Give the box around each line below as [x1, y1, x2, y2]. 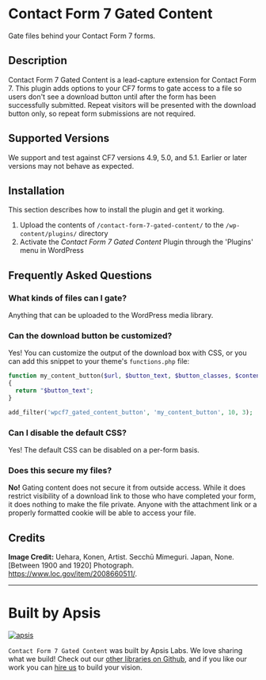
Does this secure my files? [8, 464, 112, 476]
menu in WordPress [19, 246, 85, 255]
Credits [8, 531, 46, 544]
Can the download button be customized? [8, 330, 173, 341]
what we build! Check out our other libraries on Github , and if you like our [8, 655, 248, 664]
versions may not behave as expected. [8, 161, 135, 170]
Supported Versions [8, 132, 109, 145]
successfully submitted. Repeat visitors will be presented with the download [8, 100, 256, 109]
